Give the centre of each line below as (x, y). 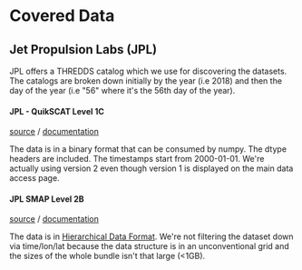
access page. (35, 178)
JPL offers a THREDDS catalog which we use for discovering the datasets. (148, 71)
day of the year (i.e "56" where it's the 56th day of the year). (122, 90)
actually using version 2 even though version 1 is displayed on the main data (151, 168)
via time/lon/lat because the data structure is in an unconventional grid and (150, 246)
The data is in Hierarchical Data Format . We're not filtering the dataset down (151, 236)
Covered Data (62, 16)
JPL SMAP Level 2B (47, 199)
